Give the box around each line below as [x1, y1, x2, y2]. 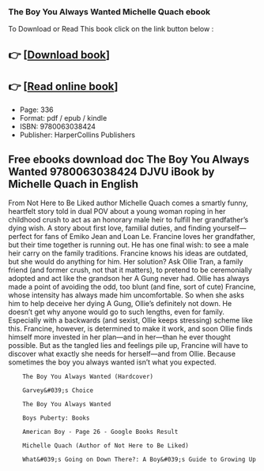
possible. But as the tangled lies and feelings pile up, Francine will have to [8, 341, 249, 350]
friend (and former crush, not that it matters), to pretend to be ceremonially [8, 265, 253, 275]
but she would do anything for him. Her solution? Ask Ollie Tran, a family [8, 257, 243, 267]
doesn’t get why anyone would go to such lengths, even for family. [8, 307, 225, 317]
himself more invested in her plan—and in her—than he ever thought [8, 332, 231, 342]
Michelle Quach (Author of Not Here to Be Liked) [22, 442, 190, 450]
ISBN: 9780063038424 [19, 121, 96, 131]
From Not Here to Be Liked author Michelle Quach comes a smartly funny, [8, 198, 248, 207]
